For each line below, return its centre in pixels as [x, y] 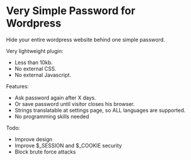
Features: [18, 86]
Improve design [33, 139]
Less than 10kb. [33, 62]
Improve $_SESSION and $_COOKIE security [68, 145]
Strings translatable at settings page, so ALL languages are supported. [100, 110]
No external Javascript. [43, 75]
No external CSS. [36, 68]
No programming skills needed [52, 116]
